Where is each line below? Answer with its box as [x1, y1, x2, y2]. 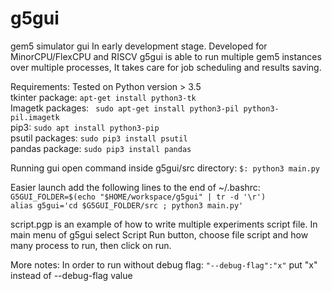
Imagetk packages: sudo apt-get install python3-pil [10, 102, 240, 114]
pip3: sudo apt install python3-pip [10, 121, 160, 133]
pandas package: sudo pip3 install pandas [10, 142, 192, 154]
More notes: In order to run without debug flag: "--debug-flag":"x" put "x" [10, 258, 318, 271]
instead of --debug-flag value [10, 269, 133, 281]
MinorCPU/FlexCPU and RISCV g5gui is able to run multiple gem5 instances [10, 50, 322, 62]
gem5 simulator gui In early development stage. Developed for [10, 40, 268, 52]
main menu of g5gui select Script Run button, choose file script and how [10, 228, 309, 241]
